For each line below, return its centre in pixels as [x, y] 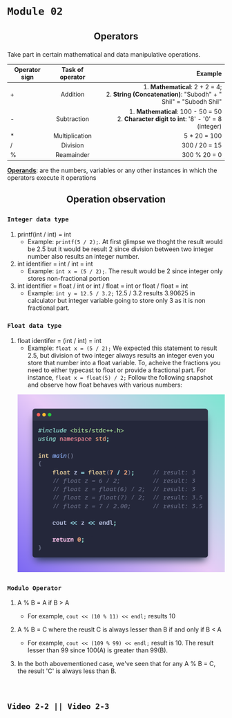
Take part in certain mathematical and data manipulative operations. [104, 54]
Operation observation [116, 200]
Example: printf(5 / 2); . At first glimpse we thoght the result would [125, 241]
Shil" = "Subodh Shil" [192, 102]
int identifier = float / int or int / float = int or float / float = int [103, 286]
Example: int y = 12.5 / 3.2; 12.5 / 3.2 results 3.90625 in [111, 293]
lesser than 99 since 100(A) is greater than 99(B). [97, 650]
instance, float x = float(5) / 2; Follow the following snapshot [120, 377]
